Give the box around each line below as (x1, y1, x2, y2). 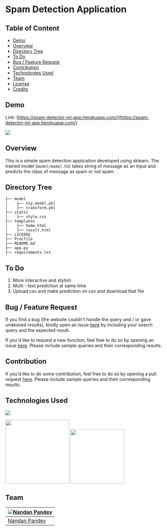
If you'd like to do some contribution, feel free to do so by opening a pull (5, 371, 157, 377)
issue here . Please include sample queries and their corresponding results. (5, 343, 162, 349)
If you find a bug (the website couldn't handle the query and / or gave (5, 317, 151, 323)
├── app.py (5, 245, 29, 250)
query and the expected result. (5, 327, 70, 333)
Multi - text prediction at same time (12, 283, 87, 289)
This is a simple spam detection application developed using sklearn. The (5, 157, 159, 163)
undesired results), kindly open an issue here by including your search (5, 322, 153, 328)
